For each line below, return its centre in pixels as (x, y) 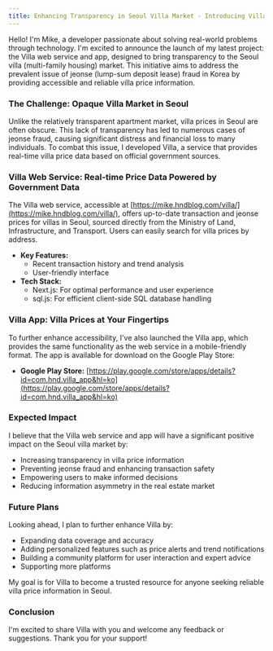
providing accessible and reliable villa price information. (102, 82)
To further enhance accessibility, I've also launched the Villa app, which (128, 337)
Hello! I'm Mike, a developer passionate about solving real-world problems (133, 39)
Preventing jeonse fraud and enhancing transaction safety (117, 468)
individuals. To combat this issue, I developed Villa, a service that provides (133, 147)
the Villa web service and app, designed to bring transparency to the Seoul (134, 56)
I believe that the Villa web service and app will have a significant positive (131, 435)
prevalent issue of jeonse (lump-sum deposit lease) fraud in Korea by (124, 73)
